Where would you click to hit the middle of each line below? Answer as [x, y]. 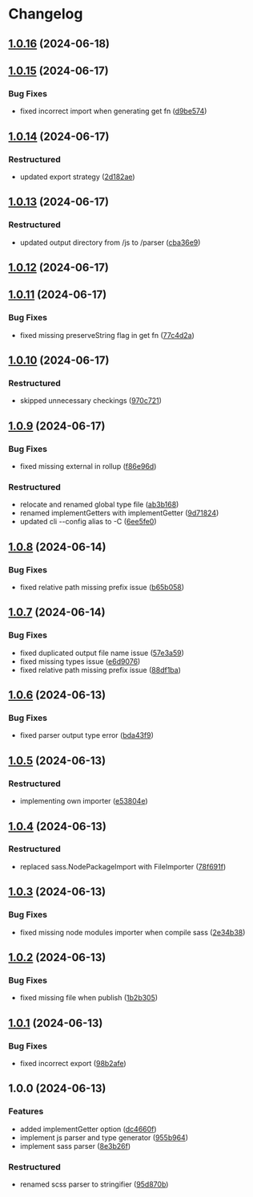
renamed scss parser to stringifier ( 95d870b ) [94, 1184]
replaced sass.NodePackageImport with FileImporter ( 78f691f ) [123, 866]
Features [26, 1111]
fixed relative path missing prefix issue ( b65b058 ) [102, 588]
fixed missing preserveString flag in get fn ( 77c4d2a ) [107, 335]
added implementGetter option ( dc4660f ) [88, 1129]
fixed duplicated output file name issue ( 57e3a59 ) [102, 653]
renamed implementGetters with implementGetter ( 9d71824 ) [119, 513]
